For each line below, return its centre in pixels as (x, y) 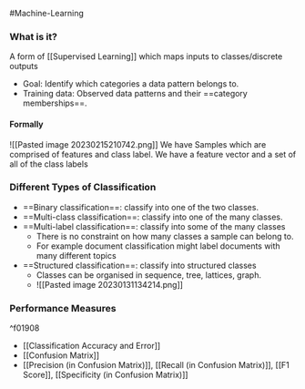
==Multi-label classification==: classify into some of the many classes (154, 226)
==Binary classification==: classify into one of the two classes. (141, 207)
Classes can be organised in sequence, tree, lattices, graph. (149, 275)
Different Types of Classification (83, 188)
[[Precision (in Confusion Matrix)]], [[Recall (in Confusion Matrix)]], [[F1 (156, 365)
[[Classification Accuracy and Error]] (91, 346)
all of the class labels (49, 164)
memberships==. (55, 103)
